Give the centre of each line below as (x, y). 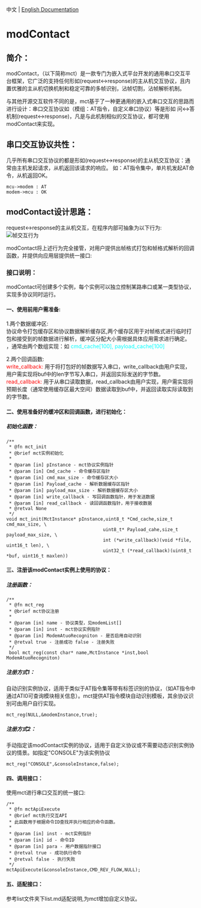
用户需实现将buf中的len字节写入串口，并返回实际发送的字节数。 (85, 374)
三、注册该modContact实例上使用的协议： (59, 570)
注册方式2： (21, 729)
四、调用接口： (25, 778)
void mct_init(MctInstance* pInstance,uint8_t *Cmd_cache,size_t (89, 519)
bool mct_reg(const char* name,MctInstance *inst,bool (79, 653)
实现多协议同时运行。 (32, 294)
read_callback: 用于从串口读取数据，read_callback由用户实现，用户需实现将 (100, 382)
